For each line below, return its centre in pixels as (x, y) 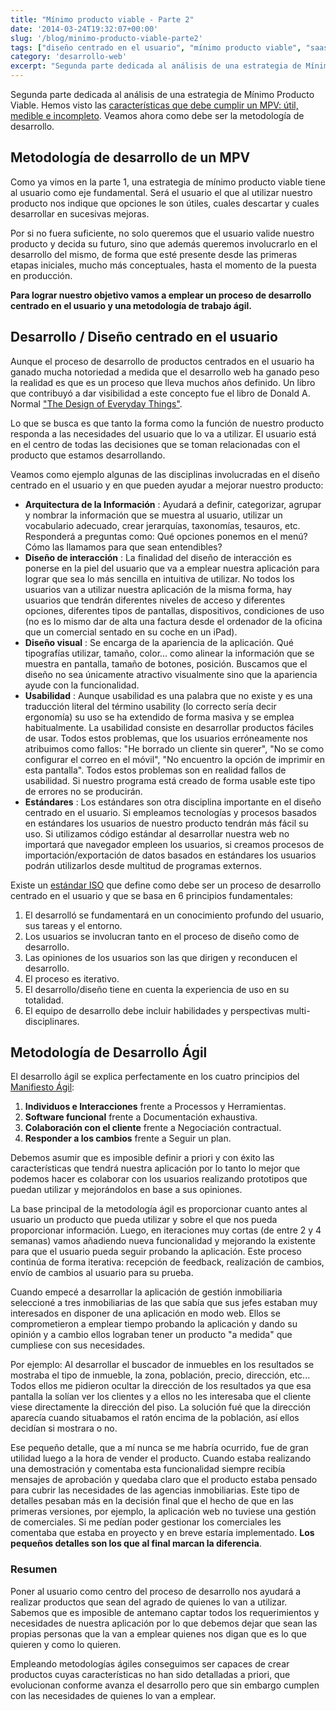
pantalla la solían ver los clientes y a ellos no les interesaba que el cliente (161, 1397)
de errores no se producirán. (83, 791)
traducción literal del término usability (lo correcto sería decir (150, 706)
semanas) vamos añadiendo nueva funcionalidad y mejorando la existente (163, 1241)
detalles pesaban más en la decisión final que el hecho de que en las (152, 1501)
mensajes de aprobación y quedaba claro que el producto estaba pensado (164, 1480)
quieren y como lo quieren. (66, 1644)
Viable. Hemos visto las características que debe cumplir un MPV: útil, (154, 105)
